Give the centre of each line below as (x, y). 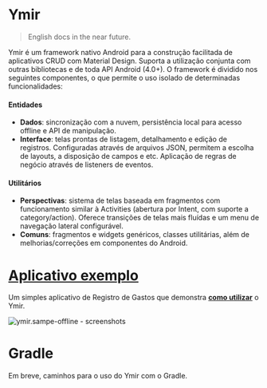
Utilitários (25, 183)
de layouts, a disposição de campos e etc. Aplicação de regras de (128, 156)
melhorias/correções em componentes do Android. (104, 243)
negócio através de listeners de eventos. (86, 164)
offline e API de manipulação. (68, 131)
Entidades (26, 105)
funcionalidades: (36, 86)
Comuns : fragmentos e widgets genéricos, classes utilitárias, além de (134, 235)
